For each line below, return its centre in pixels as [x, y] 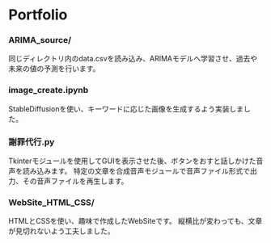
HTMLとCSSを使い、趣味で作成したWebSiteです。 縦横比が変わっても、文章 [135, 221]
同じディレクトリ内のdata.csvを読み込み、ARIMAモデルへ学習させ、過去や [133, 59]
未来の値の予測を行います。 [54, 69]
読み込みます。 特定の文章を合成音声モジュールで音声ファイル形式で [136, 171]
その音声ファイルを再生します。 [75, 181]
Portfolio [38, 15]
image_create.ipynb [49, 90]
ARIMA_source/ [40, 40]
